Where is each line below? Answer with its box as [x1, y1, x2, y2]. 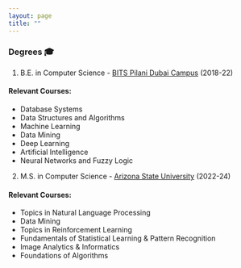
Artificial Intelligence [19, 147, 89, 157]
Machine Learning [19, 122, 81, 131]
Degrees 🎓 [8, 46, 55, 57]
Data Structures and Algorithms [19, 113, 125, 122]
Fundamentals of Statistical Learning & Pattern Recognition [19, 233, 216, 243]
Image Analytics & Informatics [19, 242, 120, 252]
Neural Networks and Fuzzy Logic [19, 156, 134, 165]
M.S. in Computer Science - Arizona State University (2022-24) [19, 171, 231, 181]
